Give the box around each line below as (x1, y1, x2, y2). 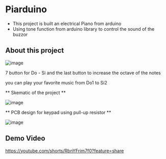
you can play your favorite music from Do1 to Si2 (5, 79, 107, 85)
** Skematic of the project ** (5, 89, 66, 96)
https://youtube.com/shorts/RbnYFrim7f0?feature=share (5, 147, 124, 154)
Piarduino (5, 4, 47, 15)
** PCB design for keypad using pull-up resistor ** (5, 109, 111, 116)
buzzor (12, 31, 28, 37)
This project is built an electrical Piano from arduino (12, 20, 122, 27)
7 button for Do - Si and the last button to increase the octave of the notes (5, 70, 161, 76)
